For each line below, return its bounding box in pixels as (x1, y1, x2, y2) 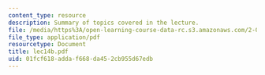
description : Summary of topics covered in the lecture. (8, 19, 200, 27)
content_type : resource (8, 11, 87, 20)
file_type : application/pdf (8, 33, 101, 41)
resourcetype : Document (8, 41, 87, 48)
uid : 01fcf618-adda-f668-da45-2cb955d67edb (8, 55, 154, 63)
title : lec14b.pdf (8, 48, 69, 55)
